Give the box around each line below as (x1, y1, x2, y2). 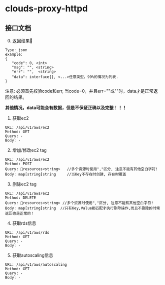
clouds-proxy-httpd (5, 3, 88, 14)
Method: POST (5, 161, 32, 166)
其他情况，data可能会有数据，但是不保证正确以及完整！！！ (5, 105, 127, 110)
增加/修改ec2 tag (12, 147, 47, 153)
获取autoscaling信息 (12, 252, 53, 258)
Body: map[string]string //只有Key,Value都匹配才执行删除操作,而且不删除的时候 (5, 206, 160, 211)
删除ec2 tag (12, 181, 37, 187)
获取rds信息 (12, 220, 36, 226)
